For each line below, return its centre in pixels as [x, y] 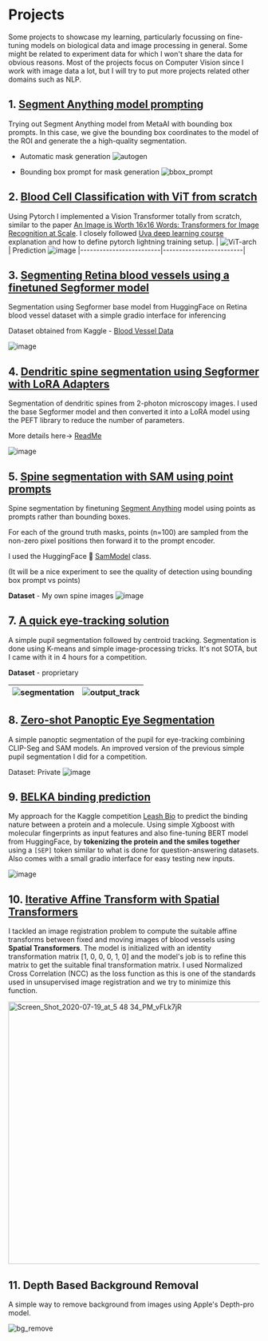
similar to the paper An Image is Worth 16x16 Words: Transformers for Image [134, 225]
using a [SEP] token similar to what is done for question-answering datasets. [134, 850]
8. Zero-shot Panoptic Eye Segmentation [112, 720]
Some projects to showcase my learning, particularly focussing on [117, 37]
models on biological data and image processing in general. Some [139, 45]
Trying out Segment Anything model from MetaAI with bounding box [120, 124]
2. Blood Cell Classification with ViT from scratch [133, 197]
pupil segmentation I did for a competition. [78, 756]
